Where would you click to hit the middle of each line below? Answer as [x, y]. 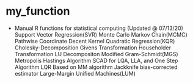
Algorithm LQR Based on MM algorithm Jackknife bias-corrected [96, 67]
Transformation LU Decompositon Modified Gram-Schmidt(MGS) [96, 54]
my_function [38, 11]
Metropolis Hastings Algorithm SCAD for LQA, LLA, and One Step [96, 60]
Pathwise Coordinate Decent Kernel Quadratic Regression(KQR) [95, 41]
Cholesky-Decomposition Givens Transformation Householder [93, 48]
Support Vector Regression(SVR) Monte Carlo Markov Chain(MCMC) [101, 34]
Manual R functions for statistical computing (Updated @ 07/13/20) [99, 28]
